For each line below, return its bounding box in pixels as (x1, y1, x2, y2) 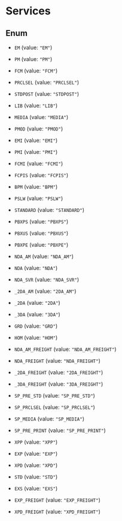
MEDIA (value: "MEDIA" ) (14, 114, 69, 120)
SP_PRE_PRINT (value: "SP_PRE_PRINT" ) (14, 427, 106, 434)
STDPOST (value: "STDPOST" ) (14, 90, 79, 97)
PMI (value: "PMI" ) (14, 149, 58, 155)
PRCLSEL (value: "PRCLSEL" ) (14, 79, 79, 86)
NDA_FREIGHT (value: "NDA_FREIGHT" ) (14, 358, 101, 364)
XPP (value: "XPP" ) (14, 438, 58, 446)
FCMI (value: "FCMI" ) (14, 160, 63, 167)
